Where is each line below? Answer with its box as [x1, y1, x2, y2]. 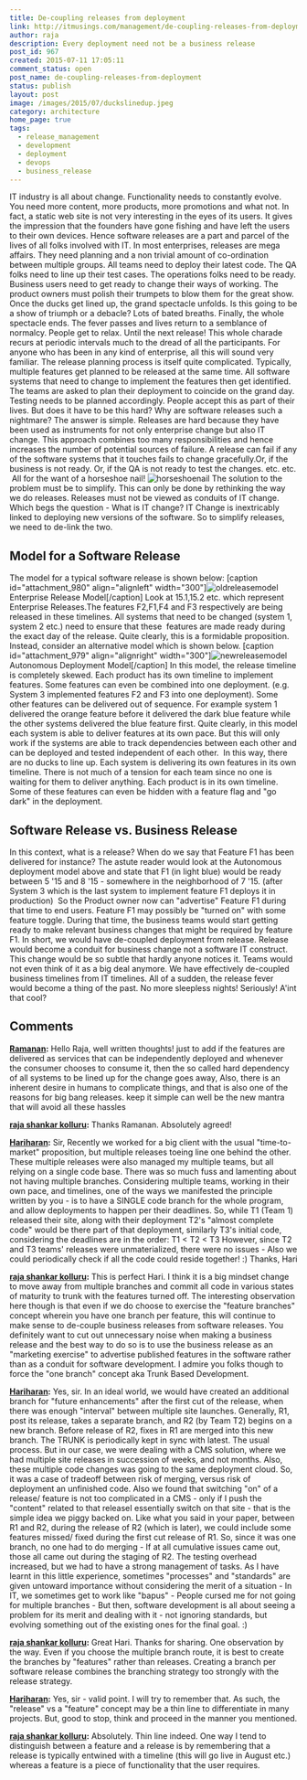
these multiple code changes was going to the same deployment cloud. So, [9, 1464, 293, 1475]
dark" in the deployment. [9, 796, 103, 807]
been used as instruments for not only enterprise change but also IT [9, 424, 266, 435]
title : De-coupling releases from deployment [9, 13, 185, 23]
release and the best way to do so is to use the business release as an [9, 1338, 274, 1349]
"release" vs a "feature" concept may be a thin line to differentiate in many [9, 1702, 290, 1714]
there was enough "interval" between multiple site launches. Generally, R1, [9, 1405, 290, 1416]
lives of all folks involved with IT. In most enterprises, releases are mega [9, 240, 281, 251]
